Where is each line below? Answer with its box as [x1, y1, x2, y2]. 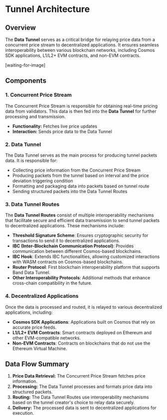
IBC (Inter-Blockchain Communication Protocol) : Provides [12, 243, 134, 249]
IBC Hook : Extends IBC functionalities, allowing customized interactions [12, 253, 160, 260]
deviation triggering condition [12, 178, 73, 184]
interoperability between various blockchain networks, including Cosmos [5, 47, 155, 53]
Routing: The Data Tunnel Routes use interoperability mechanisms [12, 394, 149, 400]
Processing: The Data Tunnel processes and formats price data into [12, 384, 153, 390]
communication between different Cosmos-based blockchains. [12, 248, 142, 254]
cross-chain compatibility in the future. [12, 280, 92, 286]
